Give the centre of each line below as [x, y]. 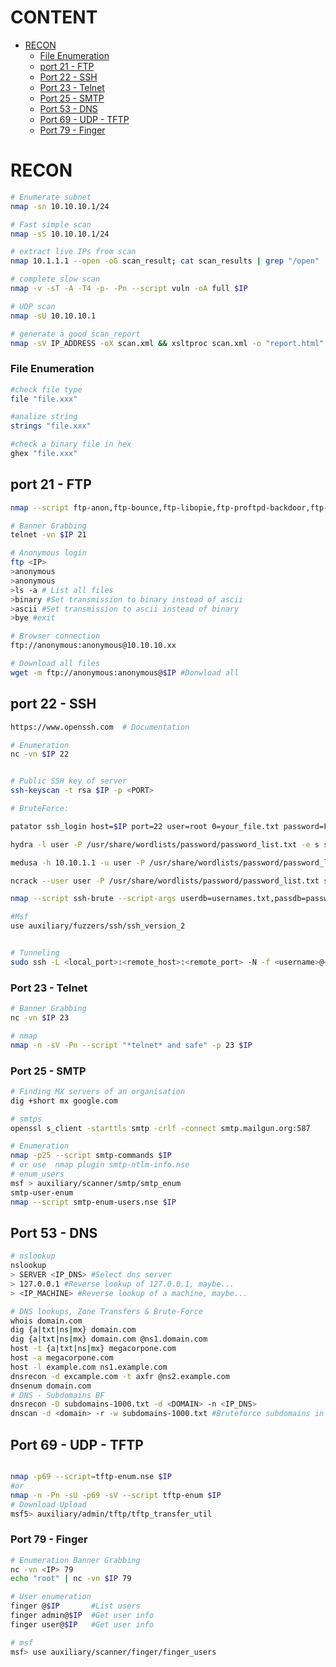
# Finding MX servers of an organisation [98, 1091]
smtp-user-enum [42, 1192]
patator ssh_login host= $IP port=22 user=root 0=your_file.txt [145, 826]
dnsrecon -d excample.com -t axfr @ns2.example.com [120, 1376]
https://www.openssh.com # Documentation [100, 727]
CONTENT [54, 17]
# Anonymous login [48, 553]
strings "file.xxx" [51, 426]
